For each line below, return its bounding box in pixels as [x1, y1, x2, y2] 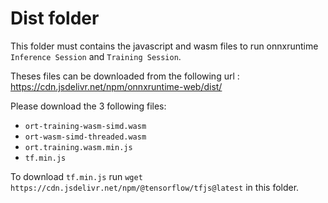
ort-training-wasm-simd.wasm [24, 121, 147, 131]
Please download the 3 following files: [10, 100, 167, 112]
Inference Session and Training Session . [10, 50, 182, 62]
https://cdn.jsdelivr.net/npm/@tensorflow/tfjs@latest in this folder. [10, 181, 300, 193]
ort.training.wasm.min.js [24, 142, 133, 152]
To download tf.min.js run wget [10, 170, 143, 182]
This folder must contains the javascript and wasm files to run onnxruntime [10, 40, 319, 52]
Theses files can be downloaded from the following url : [10, 70, 240, 82]
